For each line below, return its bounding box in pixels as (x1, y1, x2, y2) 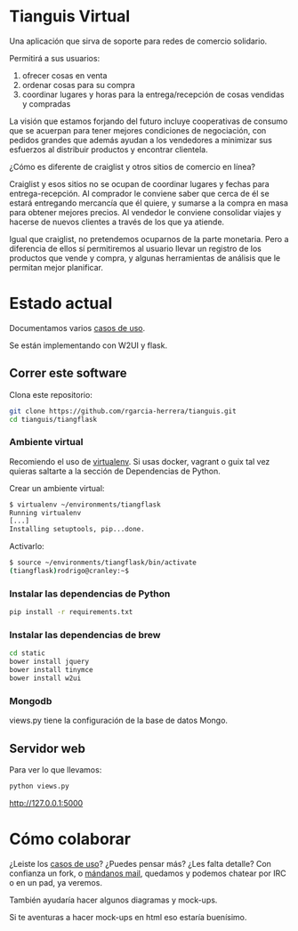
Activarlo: (9, 541, 44, 552)
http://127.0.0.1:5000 (9, 797, 84, 808)
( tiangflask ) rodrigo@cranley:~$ (9, 567, 129, 576)
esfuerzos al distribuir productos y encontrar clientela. (9, 144, 209, 155)
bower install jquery (9, 657, 90, 667)
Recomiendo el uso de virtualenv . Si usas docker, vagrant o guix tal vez (9, 456, 270, 466)
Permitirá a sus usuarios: (9, 53, 101, 63)
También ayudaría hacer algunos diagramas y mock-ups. (9, 895, 218, 905)
